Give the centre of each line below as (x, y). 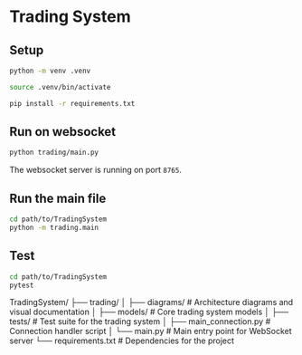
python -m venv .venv (50, 71)
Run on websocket (63, 132)
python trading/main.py (54, 153)
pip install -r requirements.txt (72, 103)
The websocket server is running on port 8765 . (96, 170)
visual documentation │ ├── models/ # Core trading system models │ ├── (149, 312)
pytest (22, 285)
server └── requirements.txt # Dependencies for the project (122, 341)
